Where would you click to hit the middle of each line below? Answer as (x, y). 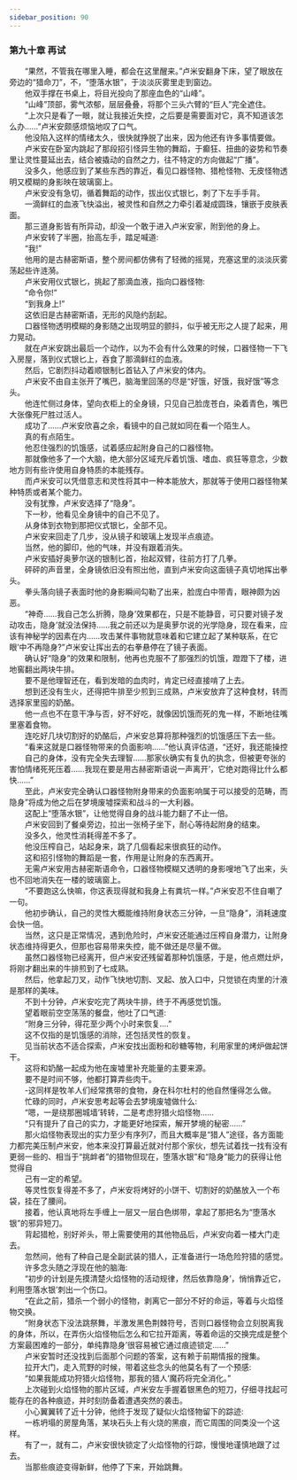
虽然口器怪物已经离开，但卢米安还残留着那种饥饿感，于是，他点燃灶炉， (156, 957)
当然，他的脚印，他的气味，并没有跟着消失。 (106, 547)
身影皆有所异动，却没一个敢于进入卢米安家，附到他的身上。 (156, 226)
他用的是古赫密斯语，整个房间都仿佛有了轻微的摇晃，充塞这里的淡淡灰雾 (156, 259)
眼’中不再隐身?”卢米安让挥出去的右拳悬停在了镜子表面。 (110, 647)
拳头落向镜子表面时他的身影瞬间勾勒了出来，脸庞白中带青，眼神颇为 (148, 591)
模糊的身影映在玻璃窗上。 (71, 182)
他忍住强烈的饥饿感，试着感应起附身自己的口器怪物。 (121, 448)
